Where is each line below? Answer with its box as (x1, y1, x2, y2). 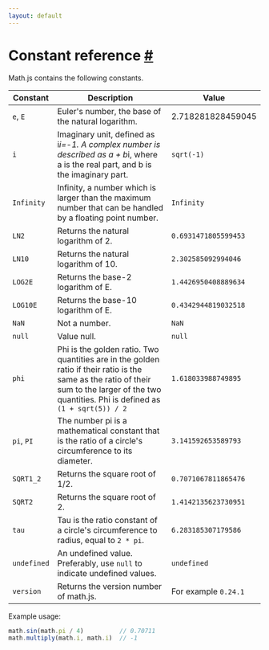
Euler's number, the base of (57, 105, 162, 117)
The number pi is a (57, 415, 128, 426)
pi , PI (12, 435, 34, 446)
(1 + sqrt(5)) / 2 (57, 403, 127, 413)
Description (87, 92, 134, 103)
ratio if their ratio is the (57, 363, 143, 374)
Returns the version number (57, 580, 163, 591)
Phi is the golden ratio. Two (57, 343, 159, 354)
